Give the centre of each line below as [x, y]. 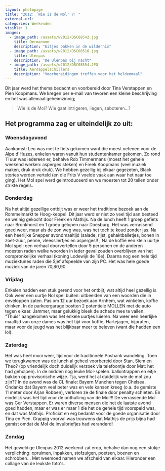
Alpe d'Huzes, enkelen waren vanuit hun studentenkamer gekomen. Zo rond [83, 154]
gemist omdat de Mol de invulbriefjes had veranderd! [59, 424]
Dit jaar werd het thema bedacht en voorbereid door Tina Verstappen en [79, 88]
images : [13, 33]
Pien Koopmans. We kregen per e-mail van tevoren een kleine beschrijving [81, 93]
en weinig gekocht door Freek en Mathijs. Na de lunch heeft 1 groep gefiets [82, 219]
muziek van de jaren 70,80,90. [36, 266]
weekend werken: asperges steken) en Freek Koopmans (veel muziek [76, 164]
